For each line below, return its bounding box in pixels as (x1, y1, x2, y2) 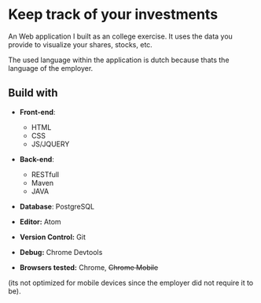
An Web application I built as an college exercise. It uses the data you (8, 31, 233, 41)
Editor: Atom (19, 216, 61, 226)
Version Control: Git (19, 232, 86, 242)
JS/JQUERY (31, 139, 70, 149)
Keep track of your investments (8, 6, 219, 24)
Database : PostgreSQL (19, 201, 95, 211)
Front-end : (19, 107, 56, 116)
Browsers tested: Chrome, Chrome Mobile (19, 262, 159, 272)
